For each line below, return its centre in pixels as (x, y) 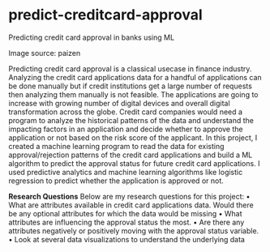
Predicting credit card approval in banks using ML (92, 37)
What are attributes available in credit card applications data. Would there (131, 205)
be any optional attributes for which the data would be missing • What (125, 213)
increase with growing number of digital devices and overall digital (119, 103)
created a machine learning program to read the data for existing (116, 146)
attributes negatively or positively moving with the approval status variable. (134, 231)
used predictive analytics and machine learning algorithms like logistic (126, 172)
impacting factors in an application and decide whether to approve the (126, 129)
